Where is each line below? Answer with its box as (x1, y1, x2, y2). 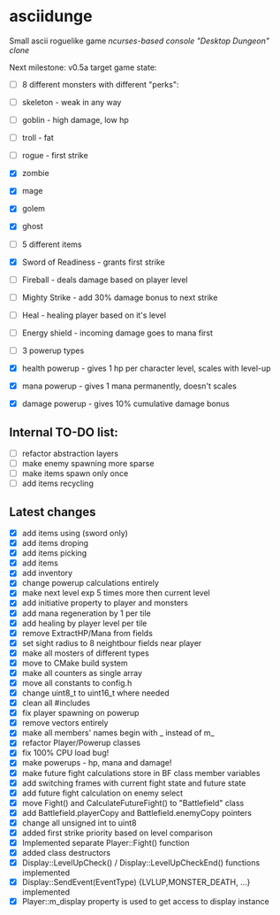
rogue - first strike (21, 150, 88, 161)
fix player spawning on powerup (21, 708, 140, 719)
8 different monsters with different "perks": (21, 79, 179, 89)
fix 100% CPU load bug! (21, 748, 110, 758)
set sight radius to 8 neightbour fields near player (21, 637, 202, 648)
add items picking (21, 548, 87, 558)
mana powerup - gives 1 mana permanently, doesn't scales (21, 381, 237, 391)
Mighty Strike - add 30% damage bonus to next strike (21, 292, 218, 303)
